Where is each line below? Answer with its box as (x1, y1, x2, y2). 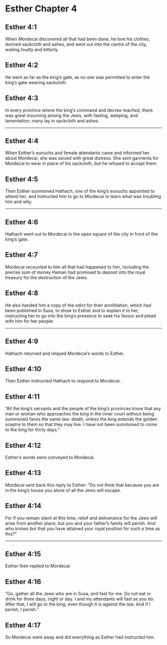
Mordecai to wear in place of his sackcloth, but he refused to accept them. (5, 160, 158, 167)
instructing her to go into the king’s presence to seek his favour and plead (5, 313, 156, 319)
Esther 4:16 (5, 577, 41, 586)
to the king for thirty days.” (5, 427, 60, 433)
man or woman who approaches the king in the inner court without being (5, 411, 155, 417)
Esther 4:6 (5, 217, 39, 226)
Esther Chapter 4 (5, 3, 77, 14)
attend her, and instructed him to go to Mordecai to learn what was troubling (5, 194, 162, 200)
